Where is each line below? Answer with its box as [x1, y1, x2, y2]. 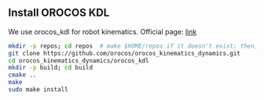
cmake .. [8, 71, 37, 79]
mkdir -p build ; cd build [8, 64, 93, 72]
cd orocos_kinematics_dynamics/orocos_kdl [8, 56, 149, 65]
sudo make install [8, 86, 68, 94]
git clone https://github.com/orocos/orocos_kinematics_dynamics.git [8, 49, 241, 57]
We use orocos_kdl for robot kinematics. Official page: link [8, 27, 197, 36]
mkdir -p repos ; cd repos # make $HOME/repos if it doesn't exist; [8, 42, 237, 50]
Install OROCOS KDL [8, 6, 110, 20]
